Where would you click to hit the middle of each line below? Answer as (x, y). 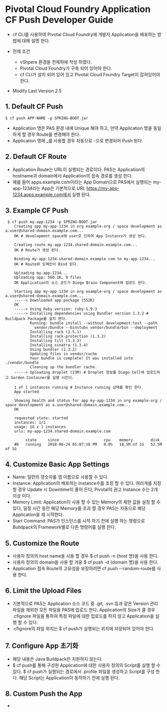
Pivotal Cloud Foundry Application (78, 9)
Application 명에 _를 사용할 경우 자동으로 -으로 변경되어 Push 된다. (78, 140)
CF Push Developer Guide (59, 20)
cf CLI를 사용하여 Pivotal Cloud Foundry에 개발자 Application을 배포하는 (84, 34)
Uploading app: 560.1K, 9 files (48, 278)
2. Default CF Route (36, 157)
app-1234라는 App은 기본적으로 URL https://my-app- (66, 188)
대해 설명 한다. (36, 41)
